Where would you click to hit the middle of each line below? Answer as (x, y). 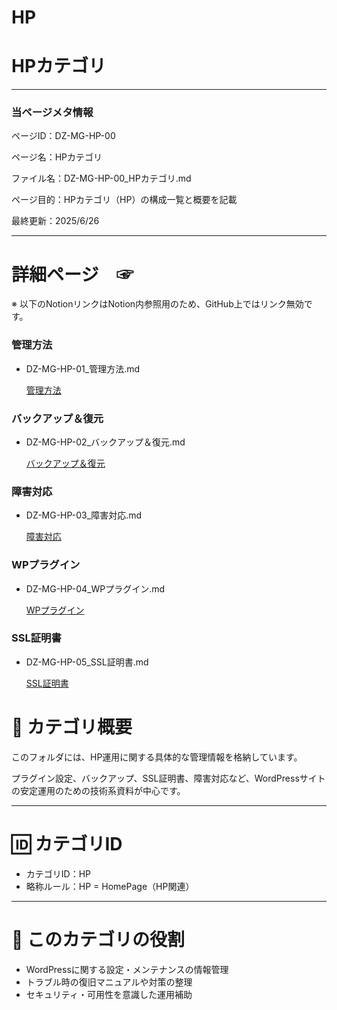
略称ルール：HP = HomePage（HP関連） (110, 886)
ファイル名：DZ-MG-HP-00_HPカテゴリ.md (101, 178)
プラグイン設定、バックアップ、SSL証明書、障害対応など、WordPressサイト (168, 778)
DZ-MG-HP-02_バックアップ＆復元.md (105, 442)
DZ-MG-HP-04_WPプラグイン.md (95, 588)
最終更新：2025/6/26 (55, 221)
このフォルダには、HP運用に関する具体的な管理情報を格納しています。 (157, 757)
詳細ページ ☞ (72, 274)
